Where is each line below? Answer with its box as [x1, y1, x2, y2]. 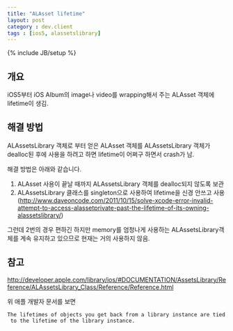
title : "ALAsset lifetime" [7, 10, 86, 17]
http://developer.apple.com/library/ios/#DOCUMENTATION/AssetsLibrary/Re [7, 275, 226, 284]
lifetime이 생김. [7, 99, 49, 108]
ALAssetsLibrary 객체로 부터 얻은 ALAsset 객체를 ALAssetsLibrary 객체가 [7, 141, 211, 150]
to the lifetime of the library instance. [10, 317, 136, 324]
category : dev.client [7, 23, 73, 30]
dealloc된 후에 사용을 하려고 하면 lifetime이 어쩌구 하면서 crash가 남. [7, 150, 195, 158]
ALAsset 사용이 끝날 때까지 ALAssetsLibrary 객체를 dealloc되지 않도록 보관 [17, 179, 225, 188]
